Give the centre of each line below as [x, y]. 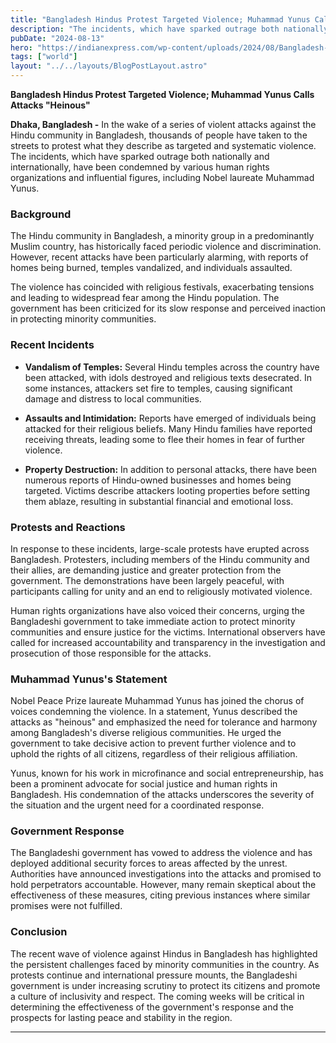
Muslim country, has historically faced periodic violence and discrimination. [166, 247]
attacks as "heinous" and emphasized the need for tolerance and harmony [164, 722]
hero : [21, 47]
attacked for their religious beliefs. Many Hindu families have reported [168, 428]
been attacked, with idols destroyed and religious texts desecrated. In [168, 377]
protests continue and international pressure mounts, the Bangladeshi [154, 975]
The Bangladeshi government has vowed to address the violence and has [161, 853]
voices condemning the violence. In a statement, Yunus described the [154, 712]
